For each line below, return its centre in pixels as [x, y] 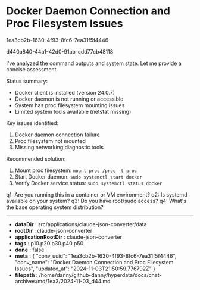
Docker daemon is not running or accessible [69, 99]
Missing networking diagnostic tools [59, 147]
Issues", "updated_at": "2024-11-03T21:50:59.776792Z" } [85, 269]
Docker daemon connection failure [57, 135]
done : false [29, 250]
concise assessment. [32, 69]
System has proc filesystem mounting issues [70, 105]
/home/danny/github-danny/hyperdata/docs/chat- [100, 275]
